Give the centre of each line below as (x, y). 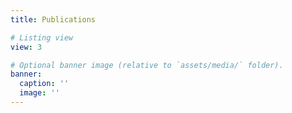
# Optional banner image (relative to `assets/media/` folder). (147, 65)
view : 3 (26, 47)
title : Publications (53, 19)
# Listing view (42, 37)
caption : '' (44, 84)
